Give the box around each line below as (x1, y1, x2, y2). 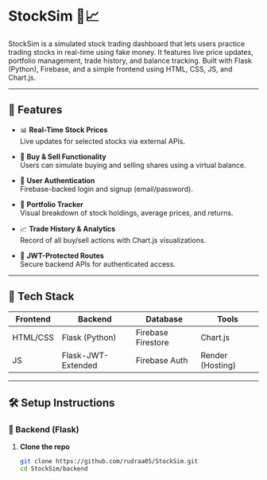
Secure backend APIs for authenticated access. (19, 259, 176, 268)
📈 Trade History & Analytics (19, 224, 116, 233)
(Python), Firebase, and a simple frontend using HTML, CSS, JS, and (8, 64, 233, 73)
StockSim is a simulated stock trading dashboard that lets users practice (8, 38, 246, 49)
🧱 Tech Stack (8, 290, 75, 303)
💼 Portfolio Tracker (19, 199, 83, 209)
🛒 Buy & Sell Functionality (19, 151, 106, 161)
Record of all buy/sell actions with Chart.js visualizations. (19, 235, 207, 244)
